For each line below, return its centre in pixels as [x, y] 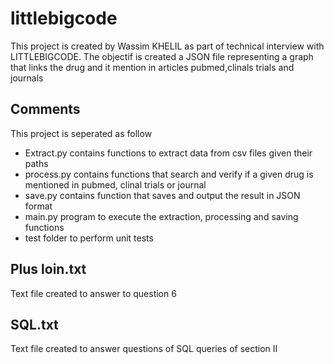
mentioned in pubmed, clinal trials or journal [115, 184]
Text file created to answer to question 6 [93, 293]
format [38, 206]
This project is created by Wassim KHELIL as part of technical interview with [167, 46]
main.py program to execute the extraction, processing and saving [161, 216]
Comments [45, 109]
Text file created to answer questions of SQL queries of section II [144, 349]
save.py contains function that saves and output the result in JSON [162, 195]
